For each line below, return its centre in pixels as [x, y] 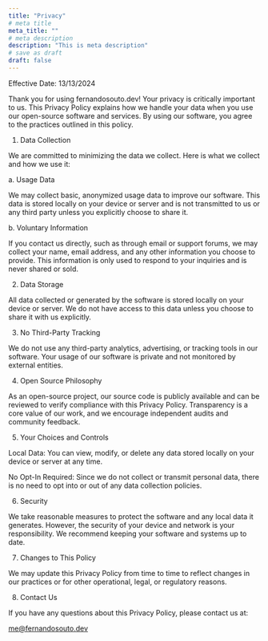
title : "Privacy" [37, 16]
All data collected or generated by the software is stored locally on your [126, 300]
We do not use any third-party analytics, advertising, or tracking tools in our [133, 348]
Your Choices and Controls [64, 437]
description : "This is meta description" [78, 46]
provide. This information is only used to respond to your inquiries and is [128, 260]
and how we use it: [39, 164]
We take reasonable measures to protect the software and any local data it [131, 516]
